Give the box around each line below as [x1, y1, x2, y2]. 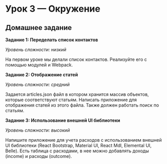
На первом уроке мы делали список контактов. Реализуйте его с [5, 56, 147, 62]
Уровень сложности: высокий [5, 127, 70, 133]
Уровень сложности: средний [5, 82, 70, 87]
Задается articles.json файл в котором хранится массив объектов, [5, 91, 149, 97]
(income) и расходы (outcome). [5, 153, 72, 159]
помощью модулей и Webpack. [5, 62, 73, 68]
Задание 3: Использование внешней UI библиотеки [5, 117, 120, 123]
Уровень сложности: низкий [5, 47, 66, 52]
